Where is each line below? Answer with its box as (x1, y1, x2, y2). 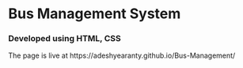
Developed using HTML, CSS (8, 33, 121, 44)
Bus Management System (8, 5, 181, 23)
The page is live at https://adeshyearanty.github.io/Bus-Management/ (8, 51, 236, 60)
